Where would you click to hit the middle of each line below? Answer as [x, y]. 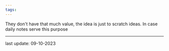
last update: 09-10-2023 [31, 43]
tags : [11, 10]
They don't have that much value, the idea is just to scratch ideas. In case [81, 24]
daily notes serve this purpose [36, 29]
